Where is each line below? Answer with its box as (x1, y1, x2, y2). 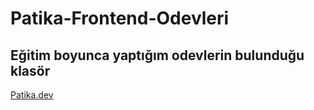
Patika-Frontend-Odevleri (10, 7, 230, 30)
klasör (10, 62, 51, 79)
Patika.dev (10, 89, 54, 101)
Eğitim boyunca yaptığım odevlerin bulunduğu (10, 47, 305, 64)
